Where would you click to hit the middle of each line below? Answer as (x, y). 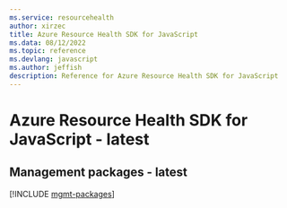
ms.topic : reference (48, 51)
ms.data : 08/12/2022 (48, 43)
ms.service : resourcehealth (62, 17)
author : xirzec (38, 26)
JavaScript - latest (79, 139)
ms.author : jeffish (46, 68)
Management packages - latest (99, 173)
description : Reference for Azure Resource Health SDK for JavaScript (144, 76)
